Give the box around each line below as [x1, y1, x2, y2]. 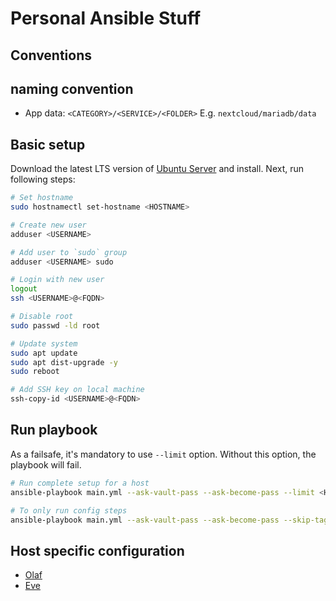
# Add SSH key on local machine [10, 385, 145, 395]
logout [10, 284, 38, 294]
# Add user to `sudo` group [10, 247, 128, 257]
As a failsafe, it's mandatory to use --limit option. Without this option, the [10, 448, 317, 460]
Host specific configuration [10, 542, 185, 559]
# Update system [10, 338, 78, 349]
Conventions [10, 47, 93, 64]
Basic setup [10, 136, 86, 153]
